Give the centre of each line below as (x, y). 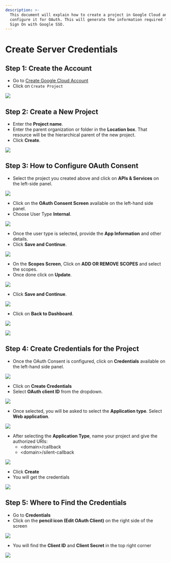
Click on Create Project (38, 86)
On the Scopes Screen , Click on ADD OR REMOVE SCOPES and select (87, 264)
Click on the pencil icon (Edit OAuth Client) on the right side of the (83, 520)
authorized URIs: (30, 441)
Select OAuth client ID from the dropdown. (58, 391)
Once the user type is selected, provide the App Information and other (87, 233)
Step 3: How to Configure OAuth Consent (72, 166)
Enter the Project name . (38, 124)
